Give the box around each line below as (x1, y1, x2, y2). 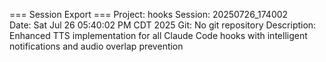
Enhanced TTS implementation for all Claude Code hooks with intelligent (9, 30, 308, 41)
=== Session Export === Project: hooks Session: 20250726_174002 (9, 9, 289, 20)
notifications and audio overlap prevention (9, 40, 184, 52)
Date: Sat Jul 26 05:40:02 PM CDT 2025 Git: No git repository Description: (9, 19, 317, 31)
